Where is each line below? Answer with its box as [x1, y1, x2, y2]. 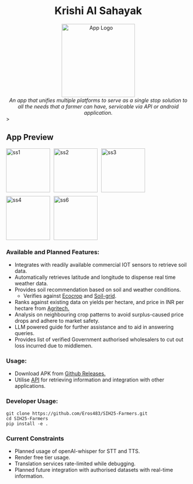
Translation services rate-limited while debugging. [14, 460, 136, 467]
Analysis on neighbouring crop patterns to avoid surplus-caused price [14, 311, 184, 318]
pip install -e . [6, 421, 49, 427]
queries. [14, 330, 35, 337]
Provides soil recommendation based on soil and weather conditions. [14, 286, 181, 294]
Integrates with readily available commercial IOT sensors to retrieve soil [14, 261, 187, 268]
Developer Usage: [6, 397, 58, 405]
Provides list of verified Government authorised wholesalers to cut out [14, 336, 184, 343]
